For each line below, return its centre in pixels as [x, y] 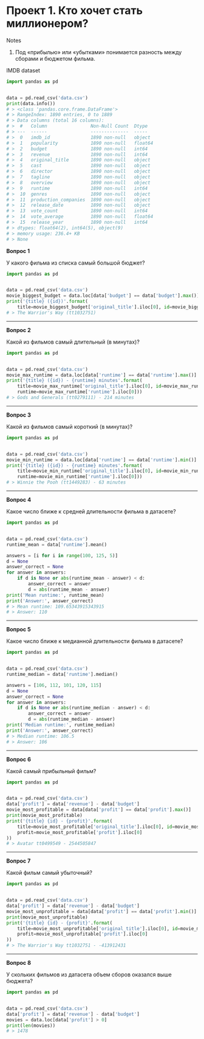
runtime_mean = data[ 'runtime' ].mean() [57, 544]
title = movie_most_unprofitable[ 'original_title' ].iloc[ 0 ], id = [99, 928]
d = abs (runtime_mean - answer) [69, 589]
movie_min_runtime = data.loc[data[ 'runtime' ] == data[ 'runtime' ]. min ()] [102, 460]
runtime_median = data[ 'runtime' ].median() [62, 675]
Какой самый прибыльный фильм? [51, 771]
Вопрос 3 [19, 415]
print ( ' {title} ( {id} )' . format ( [47, 302]
